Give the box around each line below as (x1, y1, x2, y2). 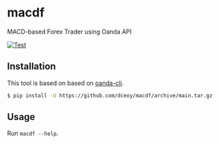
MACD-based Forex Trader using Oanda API (7, 27, 132, 36)
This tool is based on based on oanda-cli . (7, 79, 125, 87)
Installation (7, 60, 56, 73)
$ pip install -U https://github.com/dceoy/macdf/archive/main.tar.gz (7, 92, 213, 99)
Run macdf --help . (7, 129, 59, 138)
